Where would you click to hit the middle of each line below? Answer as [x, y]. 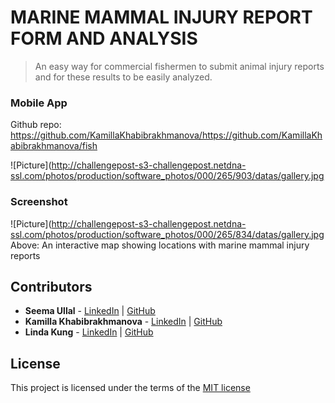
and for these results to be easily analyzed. [123, 77]
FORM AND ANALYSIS [104, 38]
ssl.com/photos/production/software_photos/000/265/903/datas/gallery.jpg [167, 176]
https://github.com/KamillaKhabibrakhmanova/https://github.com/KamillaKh [166, 135]
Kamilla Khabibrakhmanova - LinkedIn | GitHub [123, 322]
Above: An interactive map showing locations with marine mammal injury [160, 245]
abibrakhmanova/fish [54, 146]
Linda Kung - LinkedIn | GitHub [89, 332]
